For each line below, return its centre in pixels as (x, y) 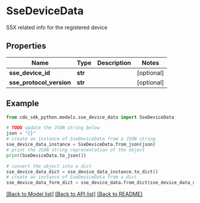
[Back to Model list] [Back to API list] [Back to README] (74, 194)
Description (114, 62)
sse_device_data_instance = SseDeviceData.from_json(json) (81, 145)
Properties (26, 46)
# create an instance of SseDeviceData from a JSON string (81, 139)
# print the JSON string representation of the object (76, 150)
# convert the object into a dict (49, 166)
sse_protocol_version (40, 83)
